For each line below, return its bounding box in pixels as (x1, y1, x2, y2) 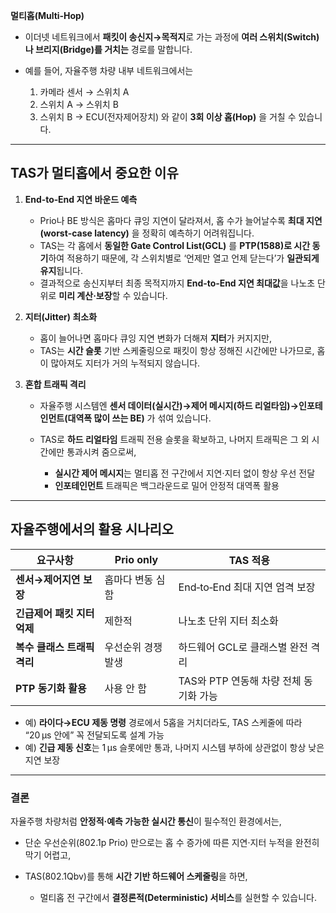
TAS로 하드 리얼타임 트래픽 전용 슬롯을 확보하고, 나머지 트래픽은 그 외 (39, 433, 310, 445)
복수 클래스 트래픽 (15, 640, 95, 654)
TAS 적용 (228, 553, 270, 567)
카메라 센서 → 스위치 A (39, 86, 130, 98)
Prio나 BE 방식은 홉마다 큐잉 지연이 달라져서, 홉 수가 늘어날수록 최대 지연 (39, 214, 323, 226)
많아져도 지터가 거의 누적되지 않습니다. (50, 357, 201, 369)
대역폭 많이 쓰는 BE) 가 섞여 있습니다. (67, 412, 212, 424)
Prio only (114, 552, 159, 566)
